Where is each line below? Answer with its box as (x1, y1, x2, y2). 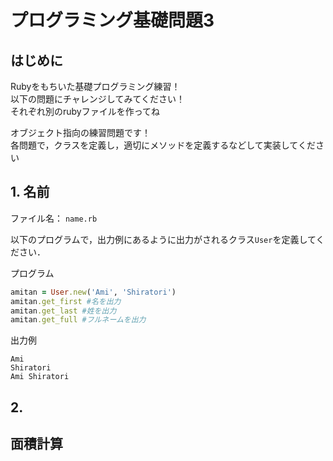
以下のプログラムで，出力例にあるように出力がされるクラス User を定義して (10, 233, 317, 245)
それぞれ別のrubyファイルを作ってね (10, 106, 161, 117)
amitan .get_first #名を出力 (10, 296, 122, 306)
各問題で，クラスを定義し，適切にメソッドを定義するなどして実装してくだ (10, 139, 316, 151)
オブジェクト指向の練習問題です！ (10, 127, 151, 138)
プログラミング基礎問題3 (10, 9, 215, 32)
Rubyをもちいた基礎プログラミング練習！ (10, 81, 181, 92)
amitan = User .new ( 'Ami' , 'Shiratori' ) (10, 287, 177, 297)
